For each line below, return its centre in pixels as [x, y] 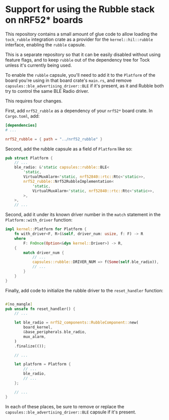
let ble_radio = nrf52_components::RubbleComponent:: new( [76, 323]
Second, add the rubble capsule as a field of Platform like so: [69, 149]
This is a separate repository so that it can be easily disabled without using [83, 55]
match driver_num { [44, 253]
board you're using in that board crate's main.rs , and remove [69, 80]
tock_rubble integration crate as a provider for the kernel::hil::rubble [79, 39]
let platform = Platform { [43, 364]
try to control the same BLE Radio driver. [47, 91]
